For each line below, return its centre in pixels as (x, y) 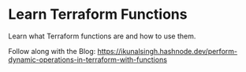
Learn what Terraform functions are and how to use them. (102, 36)
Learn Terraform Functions (98, 14)
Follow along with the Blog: (52, 51)
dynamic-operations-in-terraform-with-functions (88, 59)
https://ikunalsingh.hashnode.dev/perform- (168, 51)
